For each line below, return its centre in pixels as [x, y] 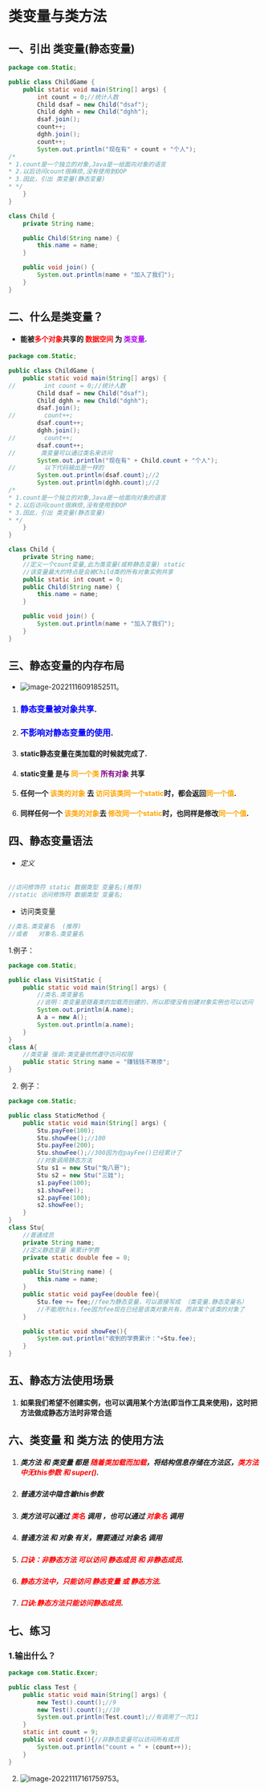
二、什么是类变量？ [56, 317]
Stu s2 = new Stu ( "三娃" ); [81, 1175]
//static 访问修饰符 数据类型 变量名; [66, 895]
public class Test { [43, 1687]
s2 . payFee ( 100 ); [64, 1197]
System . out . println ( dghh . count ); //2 [98, 483]
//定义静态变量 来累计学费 [61, 1250]
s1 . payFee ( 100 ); [64, 1183]
